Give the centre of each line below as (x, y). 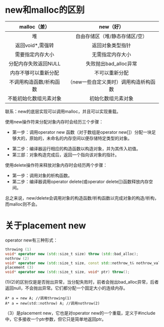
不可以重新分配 (112, 73)
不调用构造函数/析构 (32, 82)
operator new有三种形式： (31, 240)
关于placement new (46, 226)
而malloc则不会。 (22, 204)
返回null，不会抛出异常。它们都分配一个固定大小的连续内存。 (66, 288)
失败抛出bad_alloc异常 (112, 63)
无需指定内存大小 (112, 54)
